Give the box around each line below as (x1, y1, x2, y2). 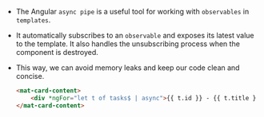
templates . (15, 15, 51, 25)
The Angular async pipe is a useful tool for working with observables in (15, 7, 250, 16)
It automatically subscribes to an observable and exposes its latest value (15, 31, 254, 40)
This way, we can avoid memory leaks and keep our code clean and (15, 63, 240, 72)
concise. (15, 72, 45, 80)
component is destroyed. (15, 48, 98, 57)
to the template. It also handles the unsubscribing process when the (15, 39, 240, 49)
